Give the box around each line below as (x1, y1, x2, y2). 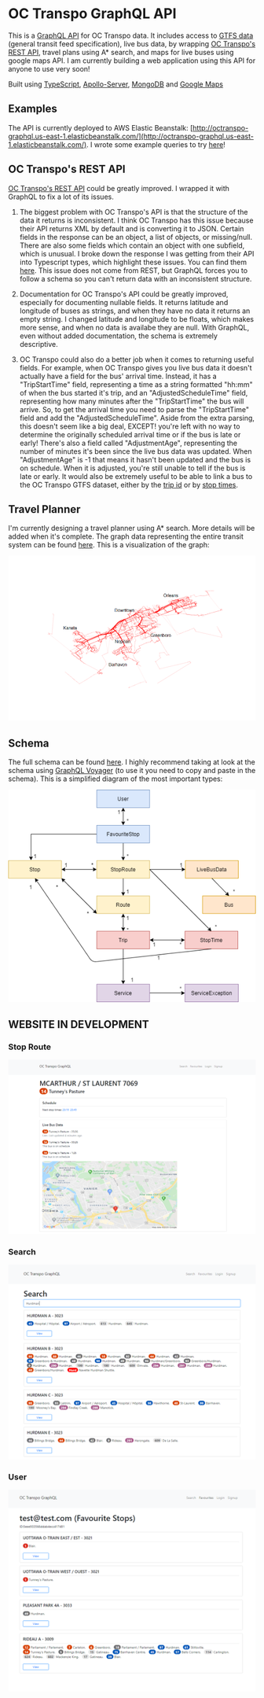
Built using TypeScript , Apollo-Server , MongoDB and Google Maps (8, 79, 224, 89)
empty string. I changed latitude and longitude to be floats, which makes (19, 314, 254, 323)
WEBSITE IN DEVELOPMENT (8, 1018, 149, 1031)
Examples (8, 102, 57, 116)
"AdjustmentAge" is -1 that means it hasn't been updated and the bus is (19, 455, 251, 464)
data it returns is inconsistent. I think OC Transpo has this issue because (19, 215, 254, 225)
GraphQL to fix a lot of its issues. (8, 192, 114, 201)
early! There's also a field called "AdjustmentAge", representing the (19, 438, 238, 448)
